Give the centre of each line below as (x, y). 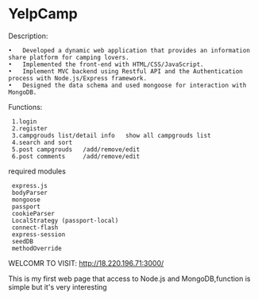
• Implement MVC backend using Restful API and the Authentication (126, 71)
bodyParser (29, 193)
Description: (28, 36)
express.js (29, 185)
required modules (37, 171)
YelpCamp (43, 14)
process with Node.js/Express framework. (78, 78)
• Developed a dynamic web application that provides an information (129, 50)
